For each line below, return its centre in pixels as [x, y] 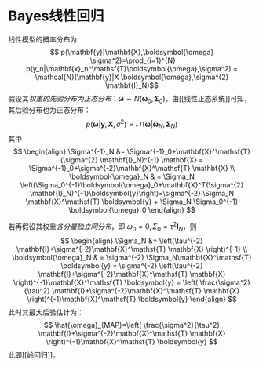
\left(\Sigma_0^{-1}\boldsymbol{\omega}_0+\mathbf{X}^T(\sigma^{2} [132, 185]
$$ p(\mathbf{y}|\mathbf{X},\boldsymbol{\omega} [132, 52]
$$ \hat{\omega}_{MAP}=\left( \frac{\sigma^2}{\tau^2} [132, 325]
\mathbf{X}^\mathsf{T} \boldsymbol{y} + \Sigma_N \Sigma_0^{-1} [132, 202]
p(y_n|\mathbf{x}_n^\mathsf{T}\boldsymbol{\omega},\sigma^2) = [132, 68]
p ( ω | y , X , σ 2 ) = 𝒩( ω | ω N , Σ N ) [132, 124]
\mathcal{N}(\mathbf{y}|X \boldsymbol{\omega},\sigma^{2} [132, 77]
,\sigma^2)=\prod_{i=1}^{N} [132, 60]
